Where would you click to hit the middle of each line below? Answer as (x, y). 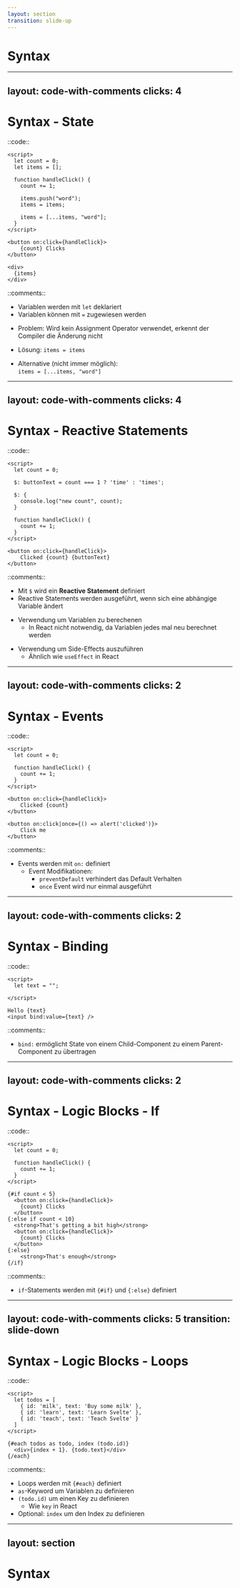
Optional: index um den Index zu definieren (81, 1514)
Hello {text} (27, 1010)
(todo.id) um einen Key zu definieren (73, 1499)
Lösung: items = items (51, 349)
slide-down (33, 1330)
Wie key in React (52, 1506)
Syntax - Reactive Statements (98, 431)
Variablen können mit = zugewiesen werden (82, 314)
